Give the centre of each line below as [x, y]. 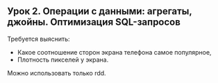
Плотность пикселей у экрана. [63, 59]
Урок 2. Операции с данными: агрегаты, [100, 11]
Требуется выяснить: [39, 39]
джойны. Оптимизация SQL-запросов [94, 22]
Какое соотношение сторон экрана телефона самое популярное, [114, 52]
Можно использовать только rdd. [57, 73]
